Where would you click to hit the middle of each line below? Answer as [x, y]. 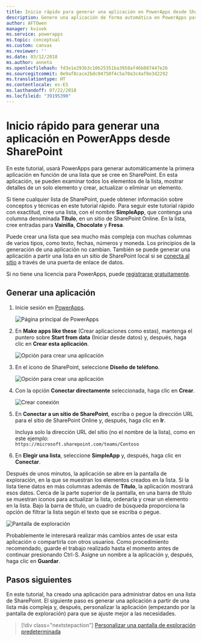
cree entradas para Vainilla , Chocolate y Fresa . [65, 225]
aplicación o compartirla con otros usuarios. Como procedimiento [87, 541]
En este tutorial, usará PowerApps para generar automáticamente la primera [100, 168]
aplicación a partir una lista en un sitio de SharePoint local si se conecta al [98, 256]
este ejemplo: [32, 438]
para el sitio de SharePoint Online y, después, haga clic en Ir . [90, 420]
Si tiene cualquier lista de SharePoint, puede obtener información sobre [95, 199]
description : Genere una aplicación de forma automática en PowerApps [96, 18]
